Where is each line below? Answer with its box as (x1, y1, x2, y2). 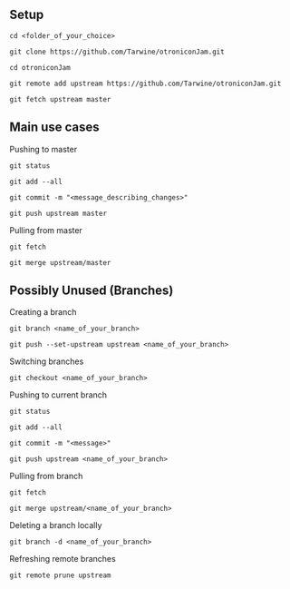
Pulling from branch (9, 471, 83, 482)
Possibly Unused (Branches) (9, 283, 174, 299)
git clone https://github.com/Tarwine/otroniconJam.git (9, 47, 225, 56)
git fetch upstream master (9, 94, 111, 103)
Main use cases (9, 120, 100, 135)
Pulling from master (9, 224, 83, 235)
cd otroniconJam (9, 63, 71, 72)
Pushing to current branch (9, 389, 107, 400)
